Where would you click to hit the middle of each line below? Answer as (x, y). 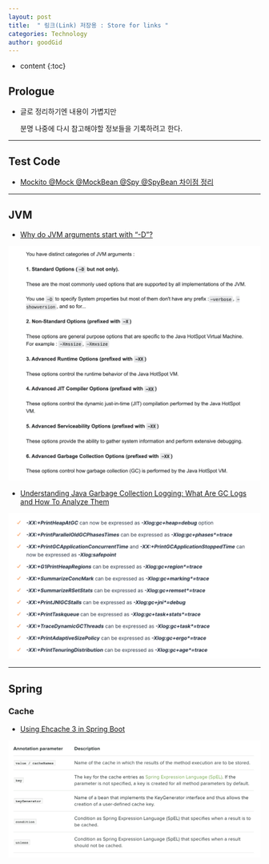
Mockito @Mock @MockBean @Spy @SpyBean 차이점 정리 (116, 182)
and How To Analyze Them (64, 501)
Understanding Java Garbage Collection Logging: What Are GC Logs (133, 493)
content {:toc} (43, 66)
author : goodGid (35, 42)
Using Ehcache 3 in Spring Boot (72, 729)
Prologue (31, 91)
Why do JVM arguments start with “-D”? (86, 234)
